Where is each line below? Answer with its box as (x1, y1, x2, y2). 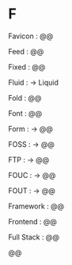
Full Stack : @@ (8, 232, 59, 242)
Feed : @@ (8, 46, 44, 56)
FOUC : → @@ (8, 170, 56, 180)
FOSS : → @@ (8, 139, 55, 148)
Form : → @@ (8, 124, 54, 133)
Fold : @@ (8, 93, 42, 102)
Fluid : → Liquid (8, 77, 59, 87)
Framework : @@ (8, 201, 65, 211)
